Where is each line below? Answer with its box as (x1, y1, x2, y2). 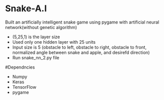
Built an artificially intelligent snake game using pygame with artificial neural (5, 19, 160, 25)
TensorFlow (12, 84, 37, 90)
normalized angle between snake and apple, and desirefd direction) (12, 50, 150, 55)
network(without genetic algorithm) (5, 24, 78, 30)
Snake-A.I (5, 3, 47, 14)
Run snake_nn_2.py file (12, 54, 59, 60)
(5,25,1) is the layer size (12, 34, 60, 40)
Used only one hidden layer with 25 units (12, 39, 96, 45)
